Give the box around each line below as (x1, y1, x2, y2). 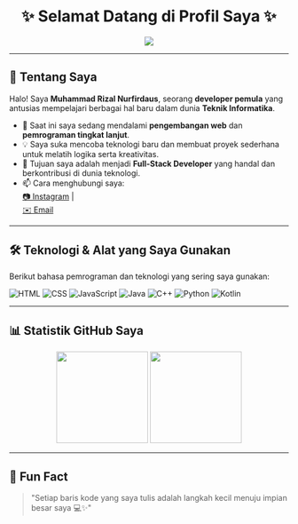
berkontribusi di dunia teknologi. (21, 167, 140, 179)
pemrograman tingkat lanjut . (21, 129, 130, 139)
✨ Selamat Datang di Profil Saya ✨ (21, 6, 277, 27)
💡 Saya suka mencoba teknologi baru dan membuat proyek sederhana (21, 139, 279, 149)
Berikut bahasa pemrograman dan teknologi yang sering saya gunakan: (9, 271, 271, 282)
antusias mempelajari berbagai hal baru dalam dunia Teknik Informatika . (9, 102, 276, 113)
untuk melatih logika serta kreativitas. (21, 148, 160, 159)
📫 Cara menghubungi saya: (21, 178, 125, 188)
